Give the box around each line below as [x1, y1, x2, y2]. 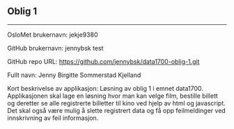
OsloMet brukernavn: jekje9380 [7, 31, 98, 39]
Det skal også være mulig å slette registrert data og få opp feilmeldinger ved [7, 106, 226, 114]
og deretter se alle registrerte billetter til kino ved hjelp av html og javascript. [7, 98, 226, 107]
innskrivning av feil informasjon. [7, 114, 99, 122]
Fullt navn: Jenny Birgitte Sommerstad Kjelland [7, 71, 141, 79]
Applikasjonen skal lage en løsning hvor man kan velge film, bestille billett [7, 92, 218, 100]
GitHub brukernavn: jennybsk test [7, 44, 104, 52]
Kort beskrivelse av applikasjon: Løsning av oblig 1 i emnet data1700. [7, 84, 204, 92]
